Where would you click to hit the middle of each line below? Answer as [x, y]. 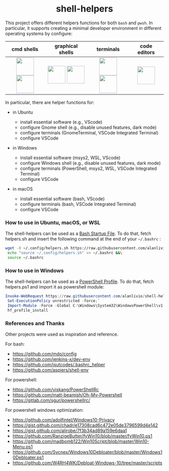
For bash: [15, 344]
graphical [66, 46]
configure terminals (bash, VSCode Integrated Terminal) [78, 204]
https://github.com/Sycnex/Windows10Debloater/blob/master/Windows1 [87, 452]
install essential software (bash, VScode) [62, 199]
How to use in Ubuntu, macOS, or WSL [53, 222]
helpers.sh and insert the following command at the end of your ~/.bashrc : [83, 239]
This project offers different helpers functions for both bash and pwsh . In [79, 23]
